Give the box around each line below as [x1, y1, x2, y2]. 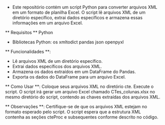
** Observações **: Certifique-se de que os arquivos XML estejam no [5, 104, 147, 109]
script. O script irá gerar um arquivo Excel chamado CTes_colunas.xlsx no [5, 89, 156, 94]
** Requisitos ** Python [5, 30, 53, 35]
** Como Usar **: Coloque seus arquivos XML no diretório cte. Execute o [5, 83, 154, 89]
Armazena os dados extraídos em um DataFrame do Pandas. [12, 69, 136, 75]
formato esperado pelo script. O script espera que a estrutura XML [5, 109, 141, 115]
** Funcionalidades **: [5, 49, 51, 54]
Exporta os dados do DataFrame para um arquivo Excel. [12, 74, 126, 80]
